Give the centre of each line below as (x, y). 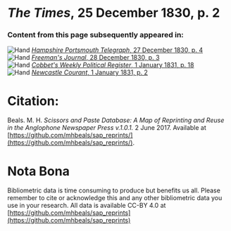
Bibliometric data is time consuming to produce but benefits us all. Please (114, 190)
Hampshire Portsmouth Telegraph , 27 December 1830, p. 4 (117, 50)
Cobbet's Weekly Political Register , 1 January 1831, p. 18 (113, 65)
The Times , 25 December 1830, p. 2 (114, 13)
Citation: (33, 101)
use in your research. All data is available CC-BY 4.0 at (87, 206)
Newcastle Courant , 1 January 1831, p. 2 (89, 72)
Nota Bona (39, 171)
